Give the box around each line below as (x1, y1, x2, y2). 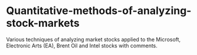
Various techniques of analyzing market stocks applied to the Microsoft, (6, 36, 181, 43)
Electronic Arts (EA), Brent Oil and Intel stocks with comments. (6, 42, 158, 49)
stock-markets (6, 16, 80, 30)
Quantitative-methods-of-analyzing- (6, 4, 192, 18)
